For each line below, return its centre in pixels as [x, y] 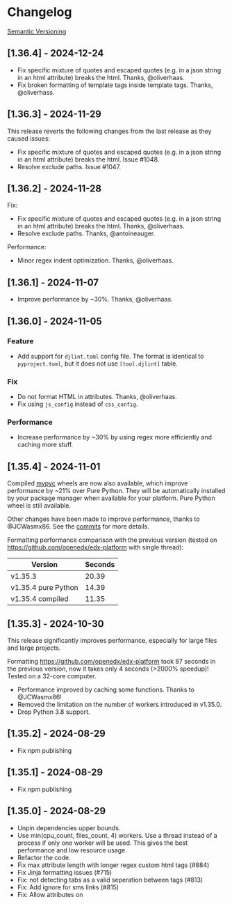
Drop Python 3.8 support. [53, 712]
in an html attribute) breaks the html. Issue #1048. [88, 159]
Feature [20, 341]
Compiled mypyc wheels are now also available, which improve [98, 483]
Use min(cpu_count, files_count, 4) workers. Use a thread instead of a [117, 835]
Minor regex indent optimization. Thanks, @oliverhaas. [95, 260]
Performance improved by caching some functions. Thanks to [106, 689]
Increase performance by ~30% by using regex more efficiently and [114, 437]
